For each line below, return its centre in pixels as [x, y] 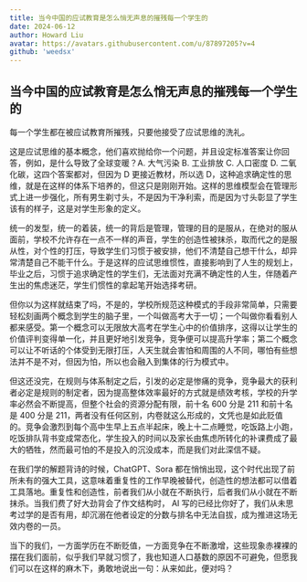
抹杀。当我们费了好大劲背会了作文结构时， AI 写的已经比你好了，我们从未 [148, 503]
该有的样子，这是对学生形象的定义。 [78, 208]
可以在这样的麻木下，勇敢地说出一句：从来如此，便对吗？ [125, 568]
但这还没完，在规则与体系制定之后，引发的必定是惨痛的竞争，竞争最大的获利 [153, 381]
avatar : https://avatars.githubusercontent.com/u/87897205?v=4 [132, 43]
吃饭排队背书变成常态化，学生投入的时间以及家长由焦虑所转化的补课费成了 [149, 438]
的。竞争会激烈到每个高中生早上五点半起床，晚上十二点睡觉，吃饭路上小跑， [153, 427]
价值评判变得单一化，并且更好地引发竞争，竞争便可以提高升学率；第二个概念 [153, 338]
